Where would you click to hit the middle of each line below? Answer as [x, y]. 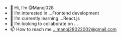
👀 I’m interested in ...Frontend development [54, 13]
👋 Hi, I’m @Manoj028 [32, 8]
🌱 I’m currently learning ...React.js [45, 18]
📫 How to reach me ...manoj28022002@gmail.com [63, 29]
